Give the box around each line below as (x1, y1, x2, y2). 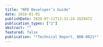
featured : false (5, 30, 38, 35)
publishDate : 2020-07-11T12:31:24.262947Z (5, 16, 92, 21)
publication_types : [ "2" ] (5, 21, 57, 26)
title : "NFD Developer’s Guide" (5, 7, 70, 12)
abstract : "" (5, 25, 32, 30)
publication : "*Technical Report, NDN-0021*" (5, 35, 99, 40)
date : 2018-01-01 (5, 12, 40, 17)
